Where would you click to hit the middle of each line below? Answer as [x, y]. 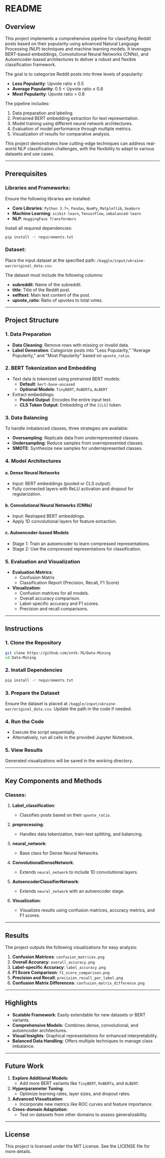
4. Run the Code [25, 721]
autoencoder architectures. [40, 1030]
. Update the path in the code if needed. [92, 709]
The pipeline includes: [27, 103]
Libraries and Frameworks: [38, 188]
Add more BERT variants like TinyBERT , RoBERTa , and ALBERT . [80, 1083]
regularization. [27, 494]
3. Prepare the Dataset [32, 693]
